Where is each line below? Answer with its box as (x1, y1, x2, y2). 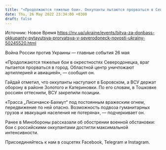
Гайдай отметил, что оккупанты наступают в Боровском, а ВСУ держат (5, 79, 157, 85)
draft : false (5, 16, 32, 21)
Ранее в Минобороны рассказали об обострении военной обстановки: (5, 119, 155, 125)
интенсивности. (5, 130, 39, 136)
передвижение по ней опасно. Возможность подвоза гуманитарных (5, 104, 150, 111)
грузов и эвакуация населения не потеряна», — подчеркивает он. (5, 110, 145, 116)
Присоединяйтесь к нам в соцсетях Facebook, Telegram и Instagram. (5, 139, 150, 145)
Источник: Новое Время (5, 30, 56, 36)
